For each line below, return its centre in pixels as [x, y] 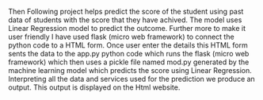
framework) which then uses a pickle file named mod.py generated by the [129, 62]
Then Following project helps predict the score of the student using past [126, 12]
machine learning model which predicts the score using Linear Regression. [130, 70]
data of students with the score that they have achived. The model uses [125, 20]
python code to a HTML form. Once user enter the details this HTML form [128, 45]
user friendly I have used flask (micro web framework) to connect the [122, 37]
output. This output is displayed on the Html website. [94, 87]
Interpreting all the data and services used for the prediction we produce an [131, 79]
